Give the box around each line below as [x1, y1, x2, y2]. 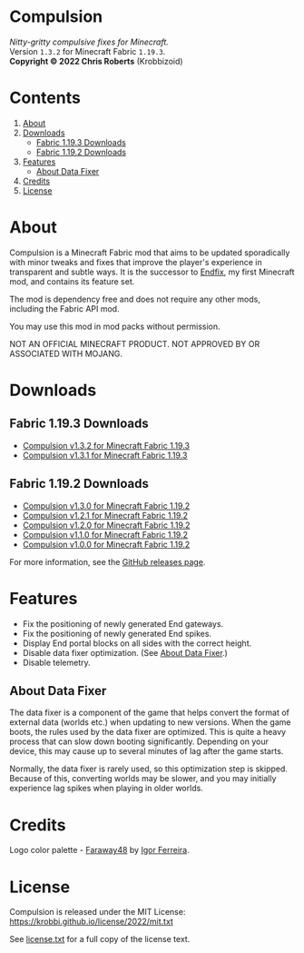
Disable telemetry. [22, 657, 91, 668]
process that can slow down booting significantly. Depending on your [9, 736, 270, 747]
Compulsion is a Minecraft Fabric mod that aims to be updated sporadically [9, 247, 290, 258]
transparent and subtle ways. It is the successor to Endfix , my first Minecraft [9, 266, 295, 277]
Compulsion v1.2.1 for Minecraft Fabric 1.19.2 [22, 510, 189, 521]
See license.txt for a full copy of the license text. [9, 934, 191, 945]
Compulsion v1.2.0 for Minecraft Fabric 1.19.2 [22, 520, 191, 531]
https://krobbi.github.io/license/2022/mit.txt [9, 916, 174, 928]
